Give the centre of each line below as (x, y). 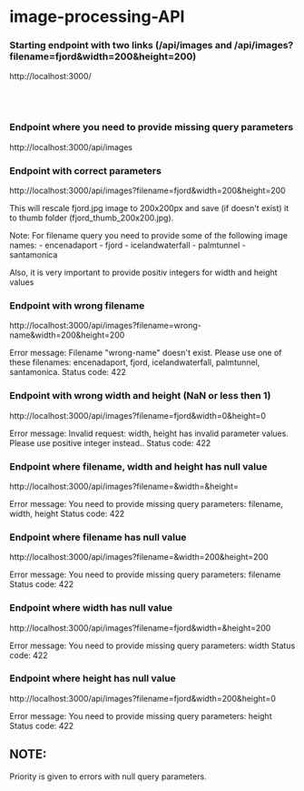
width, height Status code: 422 (67, 513)
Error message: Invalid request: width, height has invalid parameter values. (149, 433)
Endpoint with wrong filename (77, 305)
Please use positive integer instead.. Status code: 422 (110, 442)
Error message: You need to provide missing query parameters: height (141, 715)
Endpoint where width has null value (91, 608)
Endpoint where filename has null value (98, 537)
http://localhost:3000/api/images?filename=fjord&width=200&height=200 (147, 191)
